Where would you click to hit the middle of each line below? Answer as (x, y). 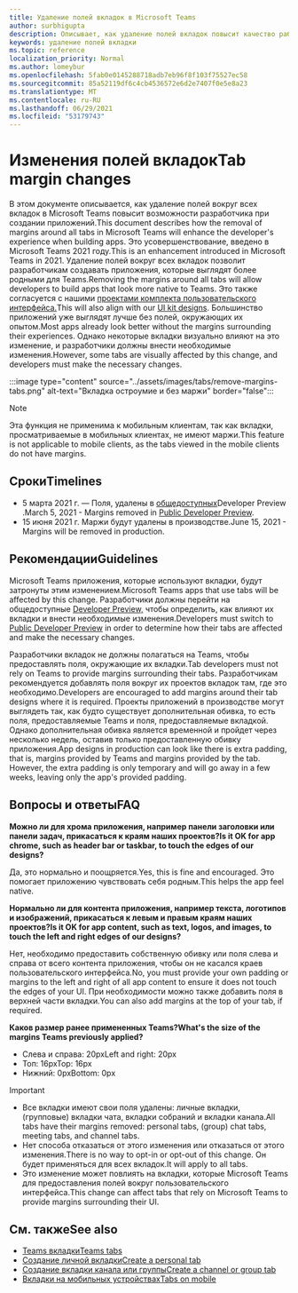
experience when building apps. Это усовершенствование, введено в (139, 242)
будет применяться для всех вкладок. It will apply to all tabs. (135, 1163)
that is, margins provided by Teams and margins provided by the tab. (135, 758)
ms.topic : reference (47, 51)
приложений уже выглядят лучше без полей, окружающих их (126, 317)
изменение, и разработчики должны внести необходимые (120, 345)
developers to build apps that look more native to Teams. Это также (133, 289)
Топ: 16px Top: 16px (57, 1063)
